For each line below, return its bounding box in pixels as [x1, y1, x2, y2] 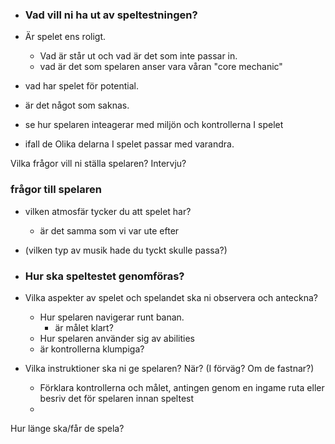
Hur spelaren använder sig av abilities [39, 332, 195, 344]
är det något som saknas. [24, 99, 130, 112]
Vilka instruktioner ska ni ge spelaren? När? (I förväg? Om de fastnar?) [24, 362, 315, 374]
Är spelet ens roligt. [24, 31, 107, 43]
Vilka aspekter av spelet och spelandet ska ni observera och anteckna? [24, 291, 318, 303]
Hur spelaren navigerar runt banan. [39, 311, 185, 323]
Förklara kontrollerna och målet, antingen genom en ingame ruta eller [39, 381, 325, 393]
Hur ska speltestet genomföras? [24, 269, 185, 283]
